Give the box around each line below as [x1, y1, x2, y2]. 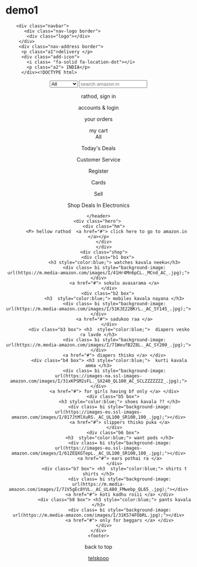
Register [88, 167, 109, 174]
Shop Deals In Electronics [67, 202, 130, 209]
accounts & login [78, 104, 119, 111]
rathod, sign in [81, 93, 116, 100]
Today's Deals [81, 144, 116, 151]
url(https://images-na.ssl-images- [54, 372, 143, 379]
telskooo [88, 555, 109, 562]
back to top [84, 543, 113, 550]
